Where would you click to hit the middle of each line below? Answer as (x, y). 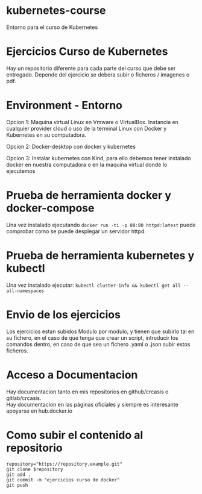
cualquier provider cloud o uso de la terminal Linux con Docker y (87, 128)
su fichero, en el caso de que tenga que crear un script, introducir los (92, 337)
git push (17, 485)
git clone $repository (35, 469)
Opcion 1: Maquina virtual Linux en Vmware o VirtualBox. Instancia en (93, 122)
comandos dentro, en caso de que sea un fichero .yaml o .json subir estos (98, 344)
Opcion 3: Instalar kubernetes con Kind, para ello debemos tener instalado (99, 158)
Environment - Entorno (64, 105)
